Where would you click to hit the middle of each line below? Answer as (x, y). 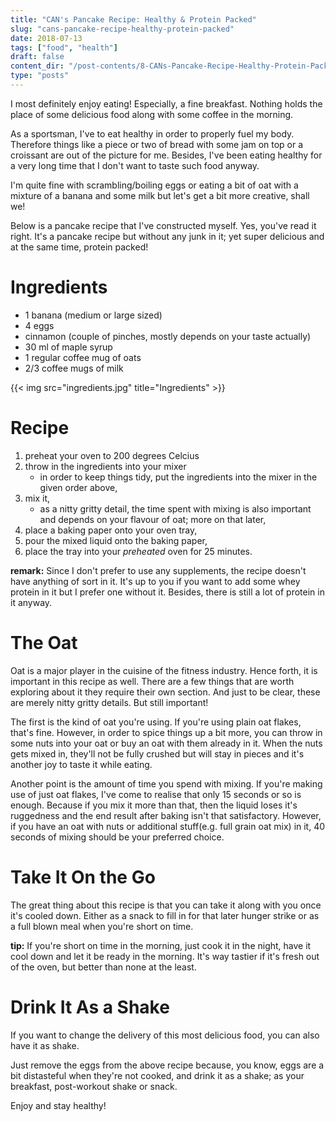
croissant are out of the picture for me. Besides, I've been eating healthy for (166, 155)
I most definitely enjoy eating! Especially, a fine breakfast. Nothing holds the (166, 103)
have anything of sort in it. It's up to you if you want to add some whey (155, 581)
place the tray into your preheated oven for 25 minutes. (138, 551)
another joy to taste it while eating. (81, 764)
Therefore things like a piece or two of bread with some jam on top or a (157, 144)
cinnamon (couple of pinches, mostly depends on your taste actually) (168, 336)
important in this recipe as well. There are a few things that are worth (152, 681)
